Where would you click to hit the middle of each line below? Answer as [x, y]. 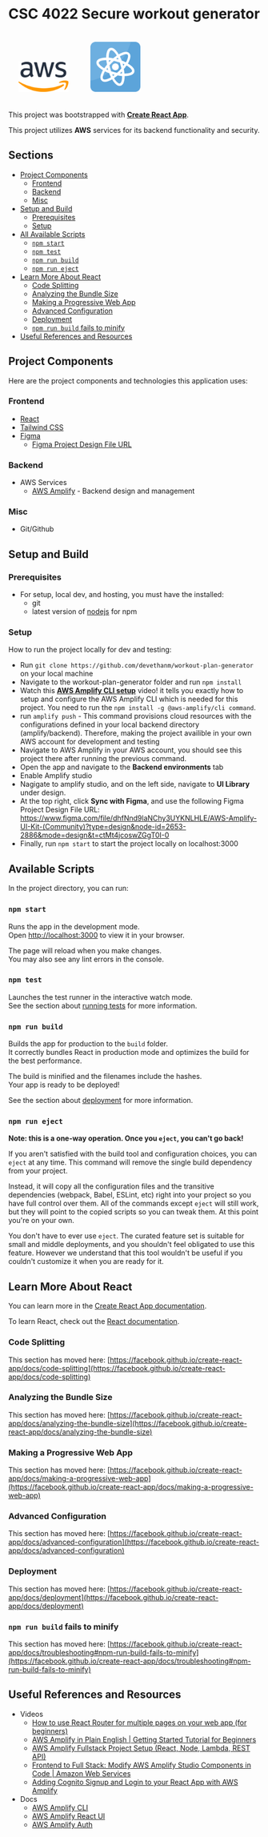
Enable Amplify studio [56, 776]
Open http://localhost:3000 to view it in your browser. [97, 935]
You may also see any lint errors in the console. [86, 959]
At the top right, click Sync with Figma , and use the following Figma [132, 801]
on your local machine [56, 674]
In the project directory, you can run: [68, 888]
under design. [43, 792]
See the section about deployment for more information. [101, 1101]
